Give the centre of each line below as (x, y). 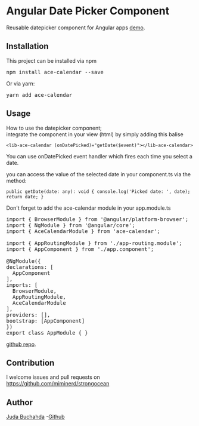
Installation (27, 46)
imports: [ (22, 285)
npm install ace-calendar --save (55, 72)
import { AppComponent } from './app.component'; (80, 249)
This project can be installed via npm (52, 60)
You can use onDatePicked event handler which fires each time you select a (99, 156)
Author (19, 402)
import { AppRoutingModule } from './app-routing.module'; (94, 243)
